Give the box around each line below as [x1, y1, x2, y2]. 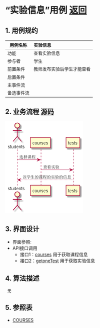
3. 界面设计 [5, 224, 39, 233]
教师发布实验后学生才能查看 [33, 66, 91, 72]
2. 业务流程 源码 [5, 107, 54, 116]
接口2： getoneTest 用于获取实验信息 [19, 258, 95, 264]
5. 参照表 [5, 303, 32, 312]
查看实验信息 [33, 50, 60, 56]
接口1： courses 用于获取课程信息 [19, 252, 88, 258]
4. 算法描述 [5, 274, 39, 282]
